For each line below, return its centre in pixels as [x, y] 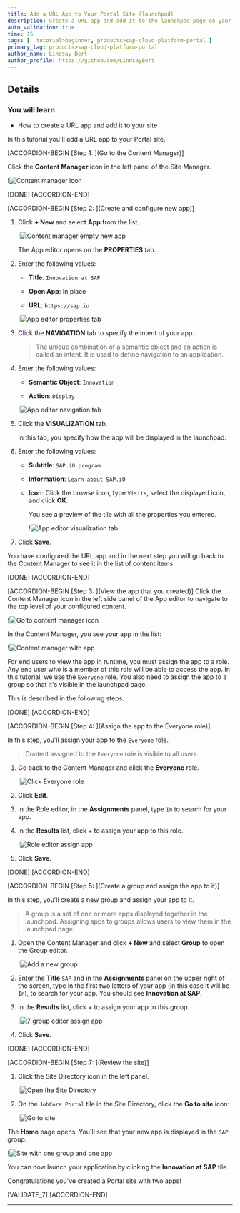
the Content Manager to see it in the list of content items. [91, 564]
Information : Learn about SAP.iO [77, 479]
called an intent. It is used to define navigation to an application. [129, 355]
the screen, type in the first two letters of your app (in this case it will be [124, 986]
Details [23, 90]
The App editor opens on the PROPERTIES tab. [87, 250]
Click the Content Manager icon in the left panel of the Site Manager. [109, 167]
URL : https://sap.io [59, 305]
